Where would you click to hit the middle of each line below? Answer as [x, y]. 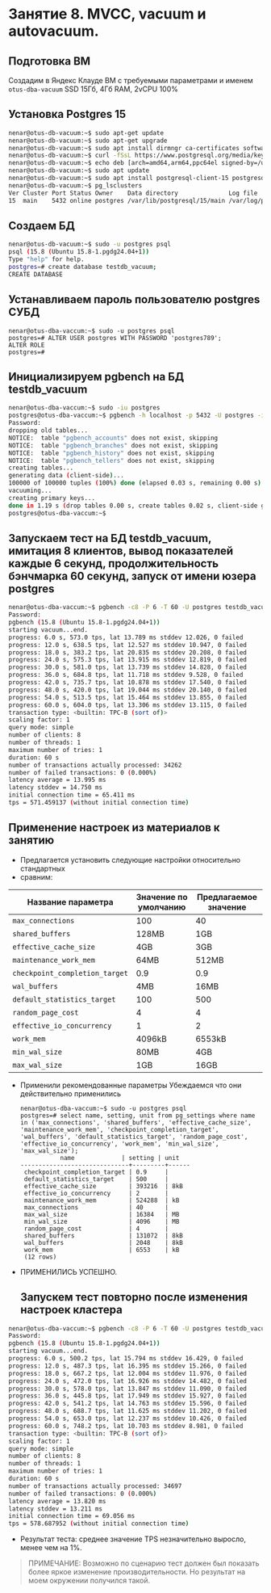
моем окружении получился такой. [89, 1581]
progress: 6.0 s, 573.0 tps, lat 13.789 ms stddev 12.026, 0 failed [126, 637]
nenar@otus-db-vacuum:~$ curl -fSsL [70, 156]
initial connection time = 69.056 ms [72, 1516]
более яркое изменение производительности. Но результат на [137, 1572]
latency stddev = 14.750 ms [56, 788]
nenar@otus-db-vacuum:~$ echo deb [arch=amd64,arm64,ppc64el [113, 163]
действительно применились [71, 1093]
